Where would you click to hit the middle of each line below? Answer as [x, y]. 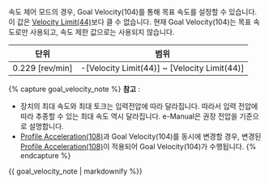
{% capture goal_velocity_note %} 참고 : [74, 89]
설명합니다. [47, 126]
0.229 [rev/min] [43, 68]
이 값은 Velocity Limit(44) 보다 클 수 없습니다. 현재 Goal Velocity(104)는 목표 [130, 22]
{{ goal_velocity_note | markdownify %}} [76, 171]
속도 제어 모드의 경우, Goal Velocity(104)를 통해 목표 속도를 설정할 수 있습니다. [133, 12]
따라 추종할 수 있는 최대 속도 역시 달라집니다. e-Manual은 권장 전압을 [129, 116]
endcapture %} [45, 155]
